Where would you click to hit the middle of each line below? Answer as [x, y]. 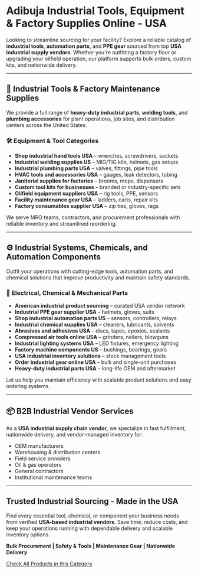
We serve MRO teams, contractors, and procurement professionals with [93, 217]
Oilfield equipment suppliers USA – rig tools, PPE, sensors [86, 194]
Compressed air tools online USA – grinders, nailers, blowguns [92, 337]
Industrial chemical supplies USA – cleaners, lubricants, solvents [94, 325]
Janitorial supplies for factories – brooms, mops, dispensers [89, 181]
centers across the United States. [47, 125]
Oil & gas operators [38, 464]
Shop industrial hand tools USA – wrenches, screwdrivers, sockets [96, 156]
